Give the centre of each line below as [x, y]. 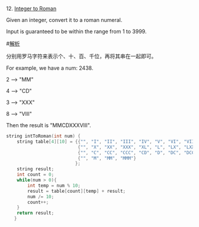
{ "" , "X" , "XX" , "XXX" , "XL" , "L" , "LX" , [130, 147]
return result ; [36, 213]
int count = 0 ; [36, 175]
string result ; [36, 169]
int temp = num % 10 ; [54, 186]
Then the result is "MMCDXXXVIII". [49, 125]
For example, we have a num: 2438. [50, 68]
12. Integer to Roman [31, 9]
